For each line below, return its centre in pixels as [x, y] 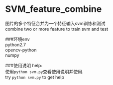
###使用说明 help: [24, 65]
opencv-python [21, 50]
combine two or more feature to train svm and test [57, 29]
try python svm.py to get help [35, 77]
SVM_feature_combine [54, 9]
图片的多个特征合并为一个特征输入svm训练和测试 [55, 23]
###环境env [17, 39]
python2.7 [16, 44]
